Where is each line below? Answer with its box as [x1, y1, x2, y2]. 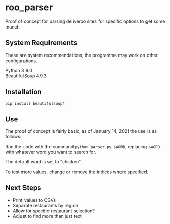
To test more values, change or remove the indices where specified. [5, 169, 149, 175]
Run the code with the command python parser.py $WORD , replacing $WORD [5, 144, 160, 150]
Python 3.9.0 [5, 67, 32, 73]
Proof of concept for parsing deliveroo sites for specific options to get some [5, 18, 165, 24]
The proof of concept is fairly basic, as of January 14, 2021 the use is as [5, 128, 157, 134]
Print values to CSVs [12, 197, 56, 203]
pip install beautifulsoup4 [5, 101, 65, 106]
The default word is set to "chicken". [5, 159, 82, 165]
